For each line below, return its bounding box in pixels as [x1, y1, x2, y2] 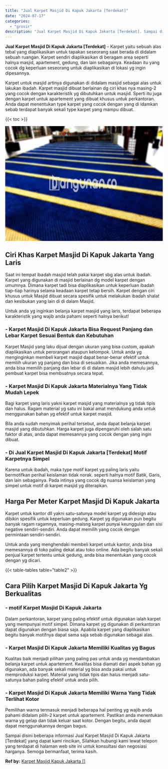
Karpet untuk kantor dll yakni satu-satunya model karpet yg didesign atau [5, 511, 156, 517]
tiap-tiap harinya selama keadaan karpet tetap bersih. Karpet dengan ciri [5, 288, 155, 294]
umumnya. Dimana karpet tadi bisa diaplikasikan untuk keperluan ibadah [5, 282, 154, 288]
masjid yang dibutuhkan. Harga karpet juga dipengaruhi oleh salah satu [5, 426, 152, 432]
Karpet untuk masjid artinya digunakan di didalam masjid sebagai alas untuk [5, 80, 161, 86]
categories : [5, 19, 30, 24]
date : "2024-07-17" [5, 13, 46, 19]
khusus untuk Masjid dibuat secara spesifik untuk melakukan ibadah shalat [5, 293, 159, 299]
